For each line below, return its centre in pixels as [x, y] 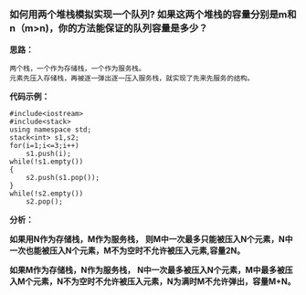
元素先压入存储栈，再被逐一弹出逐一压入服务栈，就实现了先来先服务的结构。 [132, 79]
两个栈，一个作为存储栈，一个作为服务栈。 [78, 69]
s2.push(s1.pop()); [63, 178]
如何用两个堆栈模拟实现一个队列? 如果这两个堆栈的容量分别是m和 [153, 14]
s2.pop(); [45, 202]
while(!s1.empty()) [47, 162]
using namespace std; [51, 130]
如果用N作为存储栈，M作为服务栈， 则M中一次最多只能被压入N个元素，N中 [152, 239]
